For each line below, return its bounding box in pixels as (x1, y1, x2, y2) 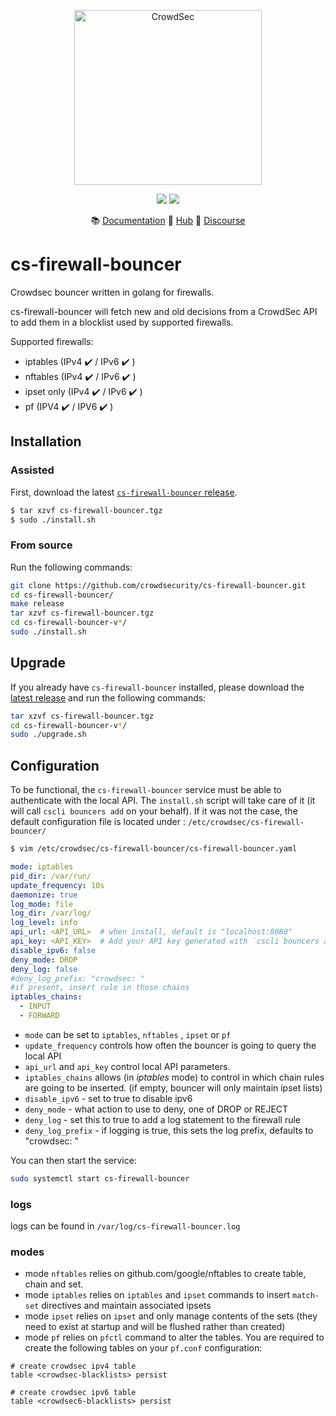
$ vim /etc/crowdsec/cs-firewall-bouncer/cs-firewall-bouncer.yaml (10, 844, 298, 854)
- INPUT (19, 1001, 52, 1012)
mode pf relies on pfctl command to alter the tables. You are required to (24, 1331, 325, 1344)
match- (292, 1291, 320, 1301)
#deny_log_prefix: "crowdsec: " (10, 973, 145, 984)
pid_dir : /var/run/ (10, 871, 92, 881)
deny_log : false (10, 964, 78, 974)
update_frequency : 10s (10, 880, 105, 890)
